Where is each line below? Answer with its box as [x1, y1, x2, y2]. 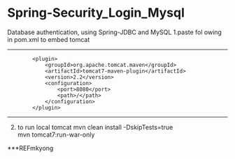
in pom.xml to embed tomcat [7, 35, 90, 43]
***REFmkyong [7, 144, 54, 152]
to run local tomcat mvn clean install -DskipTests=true [17, 123, 173, 131]
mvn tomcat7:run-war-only [17, 130, 95, 139]
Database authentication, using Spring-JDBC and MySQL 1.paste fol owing [7, 28, 222, 36]
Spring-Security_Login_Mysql [7, 5, 185, 21]
